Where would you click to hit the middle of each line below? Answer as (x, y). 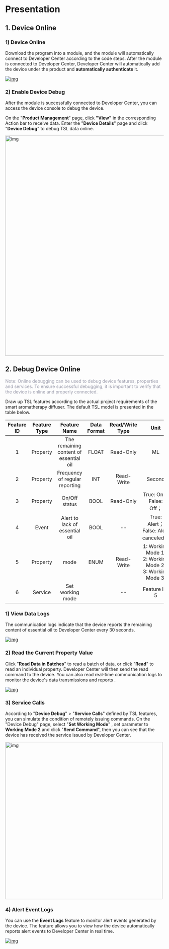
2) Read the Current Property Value (49, 653)
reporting (70, 485)
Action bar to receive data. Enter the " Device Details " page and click (76, 123)
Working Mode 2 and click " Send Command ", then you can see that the (80, 729)
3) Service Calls (25, 702)
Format (96, 431)
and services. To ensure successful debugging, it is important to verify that (83, 386)
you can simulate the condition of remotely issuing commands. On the (78, 719)
